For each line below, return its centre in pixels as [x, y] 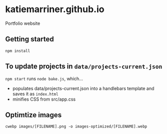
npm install [18, 51]
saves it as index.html [35, 94]
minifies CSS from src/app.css [44, 99]
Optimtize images [33, 115]
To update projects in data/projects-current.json [84, 66]
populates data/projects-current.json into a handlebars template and [83, 88]
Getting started [30, 39]
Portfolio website [23, 23]
